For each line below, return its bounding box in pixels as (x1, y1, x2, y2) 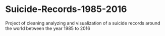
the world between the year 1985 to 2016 (5, 25, 90, 31)
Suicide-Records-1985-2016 (5, 3, 127, 15)
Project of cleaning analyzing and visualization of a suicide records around (5, 20, 160, 26)
